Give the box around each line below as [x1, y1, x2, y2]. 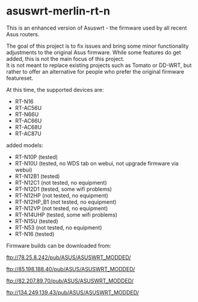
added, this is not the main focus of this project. [6, 55, 125, 62]
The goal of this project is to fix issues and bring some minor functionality [6, 42, 189, 50]
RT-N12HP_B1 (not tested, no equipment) [14, 198, 117, 205]
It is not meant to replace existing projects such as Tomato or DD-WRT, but [6, 62, 192, 69]
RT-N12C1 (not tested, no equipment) [14, 179, 107, 186]
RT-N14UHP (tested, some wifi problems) [14, 211, 117, 218]
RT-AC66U [14, 117, 42, 124]
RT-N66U [14, 111, 39, 118]
